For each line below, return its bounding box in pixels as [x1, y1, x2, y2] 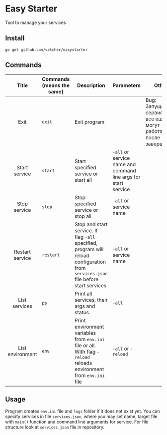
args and [74, 303, 95, 310]
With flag [74, 348, 96, 355]
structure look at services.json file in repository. [5, 424, 104, 430]
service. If [74, 227, 98, 234]
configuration [74, 258, 106, 265]
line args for [112, 173, 141, 180]
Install [5, 34, 25, 42]
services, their [74, 296, 108, 303]
